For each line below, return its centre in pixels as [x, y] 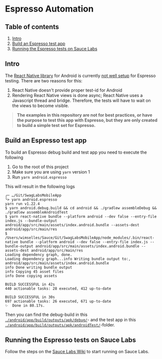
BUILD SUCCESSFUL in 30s [30, 297]
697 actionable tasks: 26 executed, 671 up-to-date [58, 301]
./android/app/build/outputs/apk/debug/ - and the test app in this [71, 320]
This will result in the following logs [40, 186]
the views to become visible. [40, 106]
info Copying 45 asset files [34, 272]
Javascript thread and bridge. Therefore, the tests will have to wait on [81, 100]
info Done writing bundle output [39, 267]
